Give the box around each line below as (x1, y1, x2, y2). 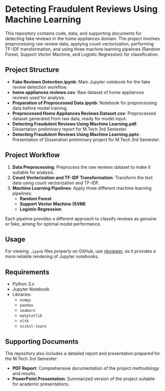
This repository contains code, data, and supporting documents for (5, 30, 142, 36)
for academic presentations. (12, 381, 70, 387)
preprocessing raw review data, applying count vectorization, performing (5, 41, 154, 46)
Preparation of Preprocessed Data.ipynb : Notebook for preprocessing (12, 100, 157, 106)
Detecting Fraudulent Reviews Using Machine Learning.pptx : (12, 131, 140, 137)
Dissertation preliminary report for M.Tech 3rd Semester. (12, 126, 127, 132)
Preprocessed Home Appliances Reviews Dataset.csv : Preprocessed (12, 110, 157, 116)
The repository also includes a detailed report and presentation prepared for (5, 350, 161, 356)
